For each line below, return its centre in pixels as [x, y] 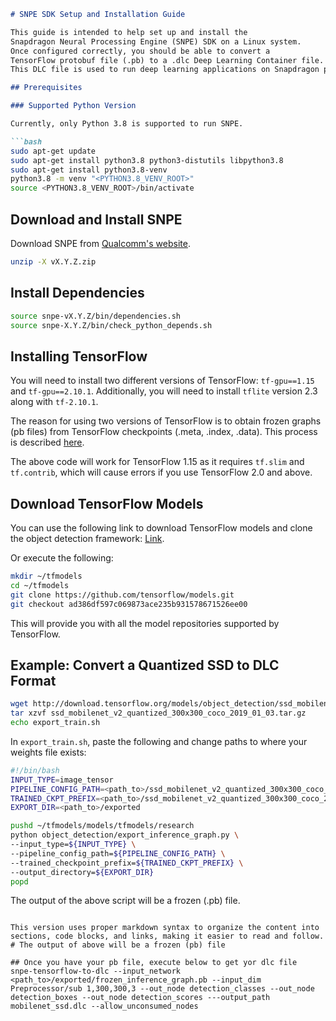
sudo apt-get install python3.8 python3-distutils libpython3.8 [147, 160]
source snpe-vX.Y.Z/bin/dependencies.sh [96, 316]
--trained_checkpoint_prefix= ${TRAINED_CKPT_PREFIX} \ [127, 863]
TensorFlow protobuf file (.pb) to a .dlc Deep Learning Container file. [167, 60]
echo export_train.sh [55, 723]
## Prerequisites [46, 88]
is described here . [47, 442]
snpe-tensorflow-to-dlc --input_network [96, 971]
